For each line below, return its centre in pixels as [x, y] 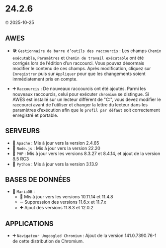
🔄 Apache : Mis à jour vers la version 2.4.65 [56, 143]
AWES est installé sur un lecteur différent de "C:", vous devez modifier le [87, 99]
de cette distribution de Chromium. [48, 241]
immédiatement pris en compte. [45, 79]
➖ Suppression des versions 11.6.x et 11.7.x [63, 202]
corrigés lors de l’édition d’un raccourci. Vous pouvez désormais [78, 63]
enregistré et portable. [35, 115]
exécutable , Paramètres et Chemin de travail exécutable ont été [78, 58]
